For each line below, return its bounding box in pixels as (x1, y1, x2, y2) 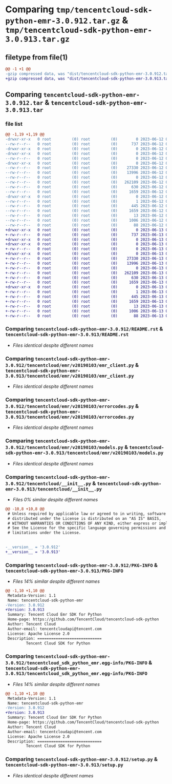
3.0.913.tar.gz (5, 34, 70, 44)
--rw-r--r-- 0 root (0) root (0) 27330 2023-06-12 (5, 165, 164, 170)
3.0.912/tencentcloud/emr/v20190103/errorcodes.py (5, 403, 134, 409)
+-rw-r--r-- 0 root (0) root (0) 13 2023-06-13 (5, 304, 164, 309)
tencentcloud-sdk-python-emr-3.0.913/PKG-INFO (5, 568, 124, 574)
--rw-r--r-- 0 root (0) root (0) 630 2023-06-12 (5, 184, 164, 189)
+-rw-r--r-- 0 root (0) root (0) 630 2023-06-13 (5, 275, 164, 280)
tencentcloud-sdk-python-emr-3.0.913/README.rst (5, 332, 129, 338)
